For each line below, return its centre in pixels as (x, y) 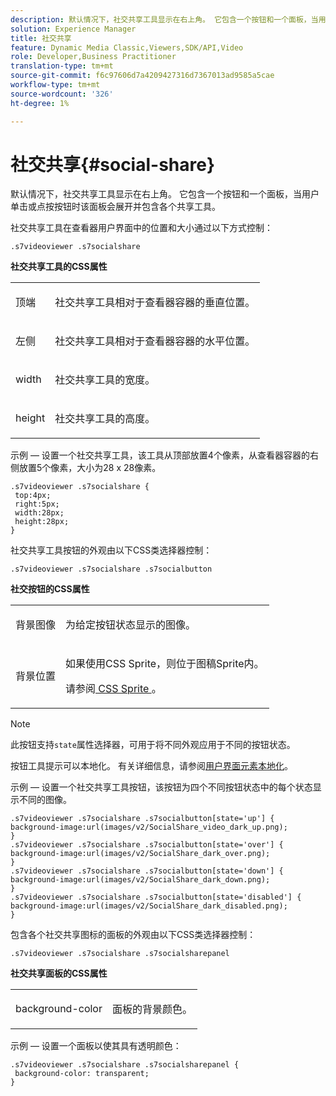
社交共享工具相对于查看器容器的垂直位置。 (155, 303)
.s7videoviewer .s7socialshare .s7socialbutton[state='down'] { (147, 871)
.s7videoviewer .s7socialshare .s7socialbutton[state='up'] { (142, 819)
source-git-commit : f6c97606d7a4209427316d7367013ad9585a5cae (142, 76)
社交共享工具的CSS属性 (59, 267)
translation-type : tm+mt (62, 66)
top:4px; (33, 496)
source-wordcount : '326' (62, 94)
